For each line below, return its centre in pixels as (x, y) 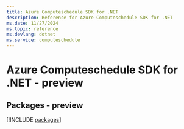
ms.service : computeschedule (43, 40)
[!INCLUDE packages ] (34, 120)
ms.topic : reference (33, 29)
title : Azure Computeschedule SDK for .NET (62, 12)
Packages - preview (45, 105)
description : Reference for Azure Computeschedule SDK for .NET (90, 18)
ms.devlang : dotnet (31, 35)
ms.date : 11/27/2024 (33, 23)
